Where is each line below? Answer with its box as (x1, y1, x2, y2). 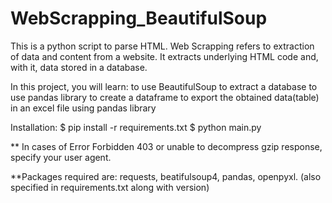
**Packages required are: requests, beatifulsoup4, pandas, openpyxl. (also (10, 170, 322, 182)
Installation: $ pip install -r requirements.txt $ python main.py (10, 121, 262, 133)
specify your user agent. (10, 151, 112, 163)
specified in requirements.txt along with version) (10, 181, 210, 193)
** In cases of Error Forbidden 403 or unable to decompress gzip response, (10, 140, 323, 152)
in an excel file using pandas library (10, 102, 157, 114)
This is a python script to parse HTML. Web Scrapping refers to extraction (10, 40, 315, 52)
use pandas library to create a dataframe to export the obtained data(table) (10, 91, 320, 103)
